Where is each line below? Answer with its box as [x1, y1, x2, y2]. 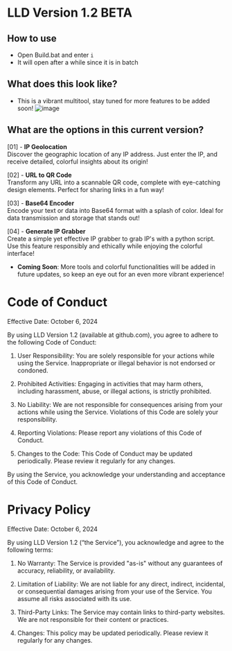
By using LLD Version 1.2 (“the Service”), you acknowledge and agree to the [7, 538, 224, 546]
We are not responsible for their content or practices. [17, 615, 169, 623]
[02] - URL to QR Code [7, 171, 72, 179]
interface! [7, 249, 35, 257]
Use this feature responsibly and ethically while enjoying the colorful [7, 241, 203, 250]
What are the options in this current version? [7, 124, 204, 136]
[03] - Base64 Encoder [7, 199, 75, 207]
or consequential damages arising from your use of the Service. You [17, 587, 213, 596]
